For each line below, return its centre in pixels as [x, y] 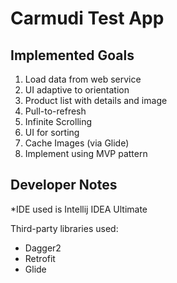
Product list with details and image [96, 100]
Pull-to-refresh [55, 111]
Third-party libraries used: [64, 228]
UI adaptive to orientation [77, 90]
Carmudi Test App [87, 18]
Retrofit [40, 258]
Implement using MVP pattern [86, 153]
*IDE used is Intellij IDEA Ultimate [79, 209]
